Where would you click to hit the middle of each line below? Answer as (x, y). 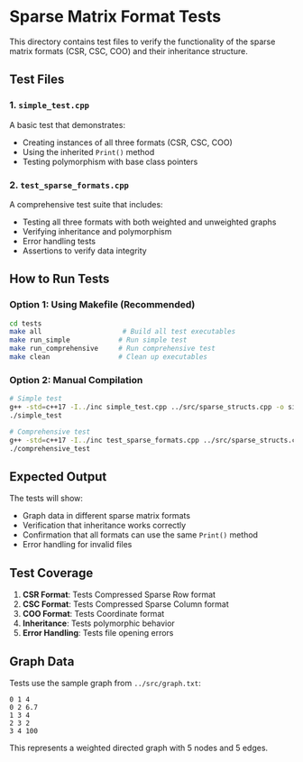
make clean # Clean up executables (108, 357)
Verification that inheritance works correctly (104, 526)
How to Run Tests (60, 279)
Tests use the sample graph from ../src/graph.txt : (105, 683)
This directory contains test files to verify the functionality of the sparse (142, 41)
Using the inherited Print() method (88, 151)
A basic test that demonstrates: (68, 124)
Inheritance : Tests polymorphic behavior (99, 623)
